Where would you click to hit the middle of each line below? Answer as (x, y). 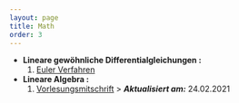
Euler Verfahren (65, 70)
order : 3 (26, 34)
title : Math (32, 26)
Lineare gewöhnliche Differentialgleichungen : (112, 61)
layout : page (34, 18)
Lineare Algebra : (55, 80)
